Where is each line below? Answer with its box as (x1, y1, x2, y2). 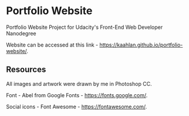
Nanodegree (6, 29, 36, 37)
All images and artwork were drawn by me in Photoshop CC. (6, 80, 152, 87)
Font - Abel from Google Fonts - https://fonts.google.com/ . (6, 91, 148, 98)
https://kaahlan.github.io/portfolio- (99, 41, 183, 48)
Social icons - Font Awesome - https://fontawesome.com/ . (6, 103, 147, 110)
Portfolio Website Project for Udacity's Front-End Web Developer (6, 24, 163, 31)
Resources (6, 65, 46, 75)
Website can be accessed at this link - (6, 41, 99, 48)
